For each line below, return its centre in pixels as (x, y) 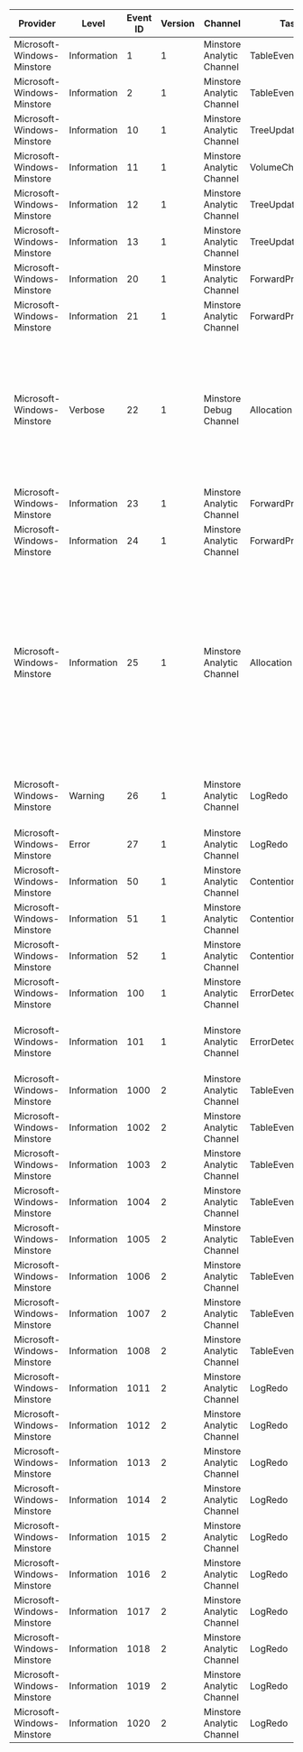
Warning (87, 796)
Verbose (87, 410)
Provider (37, 23)
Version (178, 23)
